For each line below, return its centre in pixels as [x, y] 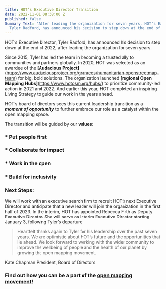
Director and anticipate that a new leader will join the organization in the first [83, 206]
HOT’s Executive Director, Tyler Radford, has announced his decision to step [83, 42]
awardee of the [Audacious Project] [42, 68]
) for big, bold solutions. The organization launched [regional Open [83, 78]
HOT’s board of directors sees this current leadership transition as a [74, 104]
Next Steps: [20, 190]
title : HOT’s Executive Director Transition [52, 10]
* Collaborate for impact [35, 150]
